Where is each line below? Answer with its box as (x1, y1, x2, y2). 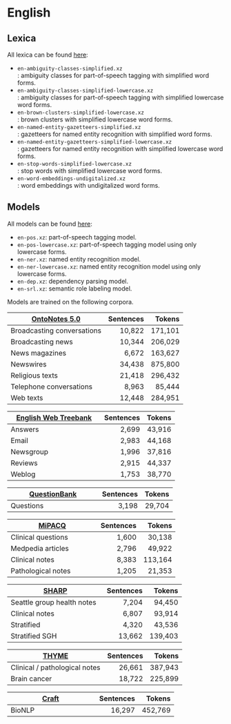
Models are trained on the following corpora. (7, 297, 134, 306)
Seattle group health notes (10, 597, 97, 607)
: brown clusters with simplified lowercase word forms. (17, 115, 173, 124)
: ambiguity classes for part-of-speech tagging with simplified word (17, 71, 209, 79)
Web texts (10, 393, 43, 402)
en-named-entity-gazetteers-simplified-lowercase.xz (17, 139, 172, 146)
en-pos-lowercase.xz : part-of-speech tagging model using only (17, 240, 197, 248)
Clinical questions (10, 532, 68, 542)
